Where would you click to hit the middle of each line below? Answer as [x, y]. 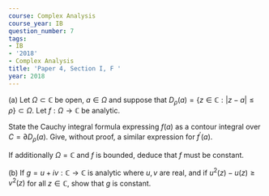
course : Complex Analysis [52, 16]
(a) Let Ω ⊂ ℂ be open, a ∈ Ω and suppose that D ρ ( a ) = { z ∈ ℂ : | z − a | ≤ [131, 100]
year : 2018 [27, 76]
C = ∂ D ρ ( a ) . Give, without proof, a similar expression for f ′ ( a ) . [111, 137]
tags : [17, 38]
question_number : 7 [41, 31]
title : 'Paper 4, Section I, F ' [65, 69]
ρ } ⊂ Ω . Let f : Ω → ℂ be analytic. [64, 111]
